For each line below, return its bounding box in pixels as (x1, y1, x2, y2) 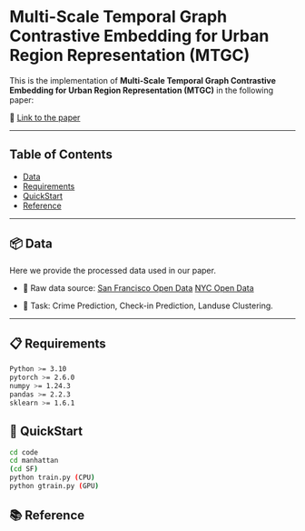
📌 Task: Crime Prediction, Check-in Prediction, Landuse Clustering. (22, 300, 274, 311)
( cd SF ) (9, 465, 39, 474)
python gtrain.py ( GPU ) (9, 482, 100, 491)
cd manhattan (9, 456, 59, 466)
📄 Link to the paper (9, 112, 81, 123)
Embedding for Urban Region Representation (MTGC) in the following (9, 85, 274, 95)
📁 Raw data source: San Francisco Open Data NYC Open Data (22, 282, 254, 293)
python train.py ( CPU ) (9, 473, 95, 483)
